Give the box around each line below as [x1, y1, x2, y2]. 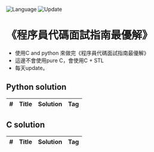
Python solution [6, 82, 67, 92]
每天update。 [14, 64, 48, 71]
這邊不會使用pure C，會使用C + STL [14, 57, 104, 64]
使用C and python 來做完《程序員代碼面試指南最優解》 [14, 49, 149, 56]
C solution [6, 120, 45, 130]
